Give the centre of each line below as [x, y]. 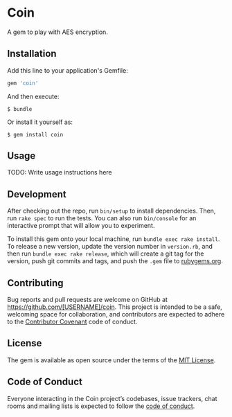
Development [37, 194]
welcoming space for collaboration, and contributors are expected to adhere [116, 314]
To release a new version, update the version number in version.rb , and [110, 247]
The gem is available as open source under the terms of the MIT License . [111, 360]
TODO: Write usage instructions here [60, 172]
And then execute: [33, 96]
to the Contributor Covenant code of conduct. [72, 322]
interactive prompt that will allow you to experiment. [81, 226]
